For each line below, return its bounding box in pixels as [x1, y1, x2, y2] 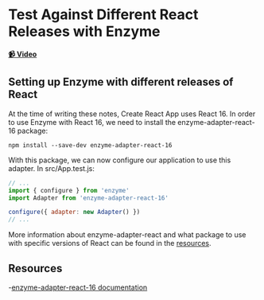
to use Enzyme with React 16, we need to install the [8, 117, 177, 127]
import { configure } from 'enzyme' [8, 186, 130, 194]
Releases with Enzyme [8, 22, 161, 41]
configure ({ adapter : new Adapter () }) [8, 208, 141, 216]
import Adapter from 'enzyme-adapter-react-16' [8, 193, 169, 202]
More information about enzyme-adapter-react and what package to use [8, 230, 247, 240]
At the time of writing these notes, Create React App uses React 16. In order [8, 109, 256, 119]
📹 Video [8, 49, 37, 59]
